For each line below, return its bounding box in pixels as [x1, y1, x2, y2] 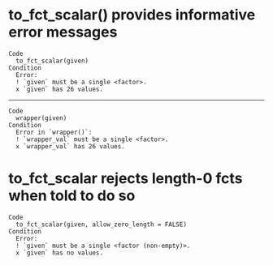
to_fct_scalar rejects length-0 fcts [8, 169, 243, 188]
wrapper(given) [15, 113, 67, 122]
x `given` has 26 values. [15, 85, 104, 93]
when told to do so [8, 186, 136, 205]
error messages [8, 23, 118, 41]
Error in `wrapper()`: [15, 128, 93, 136]
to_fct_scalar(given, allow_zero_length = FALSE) [15, 220, 187, 229]
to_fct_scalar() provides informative [8, 6, 256, 24]
